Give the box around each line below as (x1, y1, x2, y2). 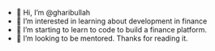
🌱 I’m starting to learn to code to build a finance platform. (15, 25, 208, 34)
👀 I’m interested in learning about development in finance (15, 16, 208, 26)
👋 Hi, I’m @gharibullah (15, 8, 91, 17)
